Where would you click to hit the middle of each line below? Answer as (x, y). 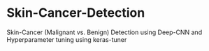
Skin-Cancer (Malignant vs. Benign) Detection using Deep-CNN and (104, 32)
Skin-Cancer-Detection (76, 13)
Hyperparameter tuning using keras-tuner (67, 39)
